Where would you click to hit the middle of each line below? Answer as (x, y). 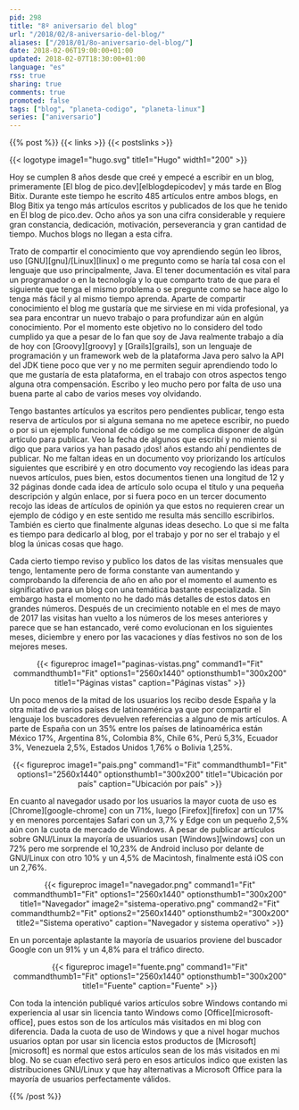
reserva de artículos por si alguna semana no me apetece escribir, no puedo (149, 421)
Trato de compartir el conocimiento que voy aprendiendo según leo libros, (145, 252)
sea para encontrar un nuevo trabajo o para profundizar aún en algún (137, 318)
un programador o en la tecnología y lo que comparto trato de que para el (145, 280)
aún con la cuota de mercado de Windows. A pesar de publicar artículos (142, 830)
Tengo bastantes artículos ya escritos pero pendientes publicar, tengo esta (147, 411)
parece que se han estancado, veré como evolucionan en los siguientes (141, 628)
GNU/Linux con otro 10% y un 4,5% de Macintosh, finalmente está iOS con (146, 858)
